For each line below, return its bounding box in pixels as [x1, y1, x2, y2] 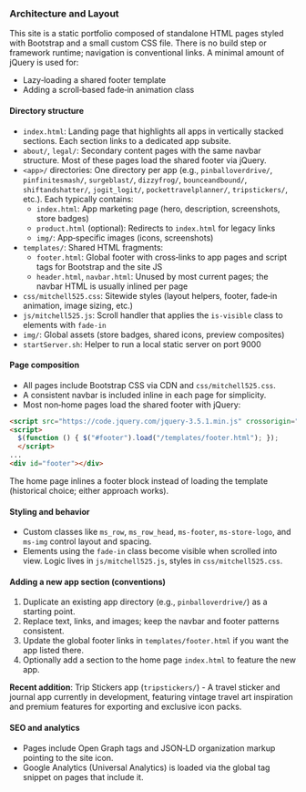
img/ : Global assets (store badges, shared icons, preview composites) [22, 329, 285, 340]
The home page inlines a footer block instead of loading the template [9, 475, 269, 486]
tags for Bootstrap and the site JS [36, 261, 163, 272]
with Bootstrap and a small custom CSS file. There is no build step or [9, 37, 267, 48]
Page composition [9, 359, 80, 371]
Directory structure [9, 105, 85, 116]
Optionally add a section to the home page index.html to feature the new [22, 654, 296, 665]
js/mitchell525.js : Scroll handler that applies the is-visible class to [22, 309, 284, 321]
